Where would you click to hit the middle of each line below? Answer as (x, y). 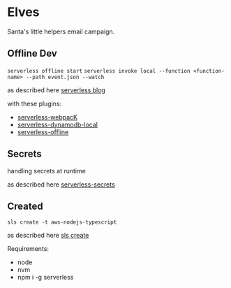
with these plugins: (35, 103)
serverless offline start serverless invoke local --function (99, 71)
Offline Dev (32, 53)
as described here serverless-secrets (61, 184)
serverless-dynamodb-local (57, 124)
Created (25, 206)
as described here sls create (48, 236)
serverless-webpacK (47, 117)
